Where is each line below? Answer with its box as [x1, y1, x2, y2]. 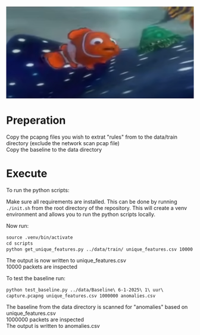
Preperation [6, 114, 66, 127]
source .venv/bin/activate [6, 234, 73, 240]
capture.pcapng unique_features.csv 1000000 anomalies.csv [6, 293, 156, 299]
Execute [6, 167, 48, 180]
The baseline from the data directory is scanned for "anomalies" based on [6, 303, 188, 310]
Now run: [6, 222, 29, 229]
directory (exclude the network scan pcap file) [6, 139, 120, 146]
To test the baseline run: [6, 274, 65, 281]
